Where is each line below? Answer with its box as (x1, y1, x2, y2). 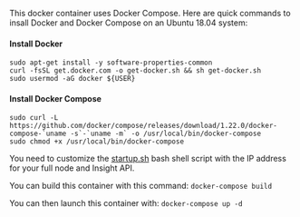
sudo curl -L (9, 113, 59, 123)
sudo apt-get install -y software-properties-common (9, 58, 213, 67)
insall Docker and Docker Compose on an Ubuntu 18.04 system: (9, 17, 248, 28)
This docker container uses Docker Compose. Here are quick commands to (9, 8, 292, 18)
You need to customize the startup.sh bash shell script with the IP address (9, 153, 287, 164)
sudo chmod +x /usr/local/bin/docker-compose (9, 137, 184, 146)
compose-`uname (9, 129, 67, 139)
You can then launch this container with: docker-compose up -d (9, 198, 243, 209)
